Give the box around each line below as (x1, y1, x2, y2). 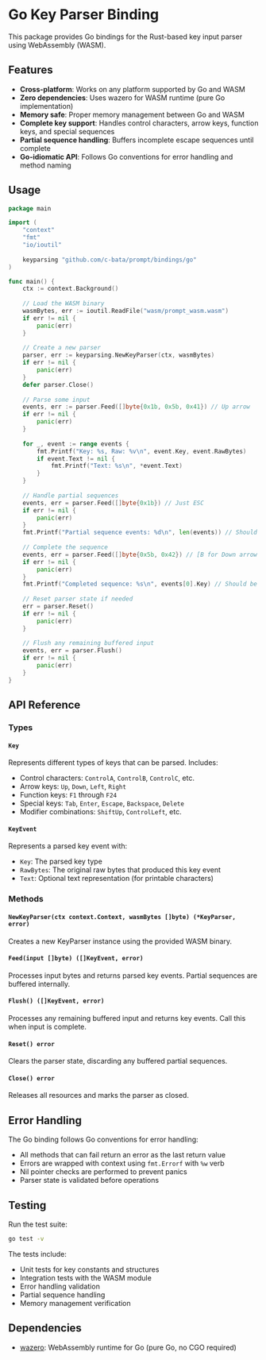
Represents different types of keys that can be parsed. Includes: (8, 758, 218, 767)
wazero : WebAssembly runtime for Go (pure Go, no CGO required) (19, 1343, 237, 1352)
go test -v (8, 1234, 44, 1242)
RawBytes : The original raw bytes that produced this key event (19, 865, 221, 875)
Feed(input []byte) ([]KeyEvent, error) (8, 955, 145, 963)
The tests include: (8, 1249, 67, 1258)
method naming (19, 160, 71, 170)
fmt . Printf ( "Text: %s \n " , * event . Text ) (50, 462, 183, 470)
